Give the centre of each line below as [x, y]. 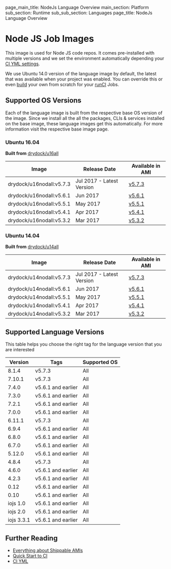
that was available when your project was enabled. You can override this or [84, 79]
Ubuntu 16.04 [22, 142]
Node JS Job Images [50, 39]
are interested [20, 350]
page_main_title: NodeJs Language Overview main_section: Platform [77, 7]
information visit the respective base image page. [57, 129]
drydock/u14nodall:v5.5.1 [39, 297]
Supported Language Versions [55, 332]
